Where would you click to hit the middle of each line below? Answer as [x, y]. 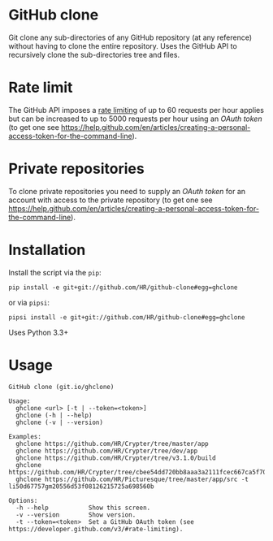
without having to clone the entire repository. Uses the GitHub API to [123, 45]
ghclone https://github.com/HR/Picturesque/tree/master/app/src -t [132, 479]
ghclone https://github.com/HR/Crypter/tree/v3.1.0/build [116, 458]
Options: [23, 500]
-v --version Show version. [76, 515]
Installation [47, 250]
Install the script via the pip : [55, 272]
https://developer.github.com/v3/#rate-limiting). [96, 529]
